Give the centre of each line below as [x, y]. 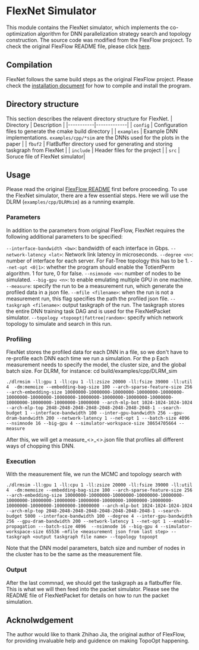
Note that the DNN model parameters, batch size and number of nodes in [96, 548]
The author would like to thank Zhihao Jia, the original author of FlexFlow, [96, 635]
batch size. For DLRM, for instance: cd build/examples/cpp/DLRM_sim [92, 371]
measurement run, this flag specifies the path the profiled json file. [88, 299]
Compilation [29, 65]
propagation [21, 527]
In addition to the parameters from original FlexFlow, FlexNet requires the [96, 230]
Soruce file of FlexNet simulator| [46, 156]
